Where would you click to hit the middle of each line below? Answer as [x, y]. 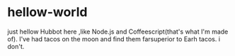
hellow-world [47, 12]
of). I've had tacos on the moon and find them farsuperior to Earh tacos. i [114, 38]
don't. [16, 46]
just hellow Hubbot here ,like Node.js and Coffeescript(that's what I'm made [118, 31]
